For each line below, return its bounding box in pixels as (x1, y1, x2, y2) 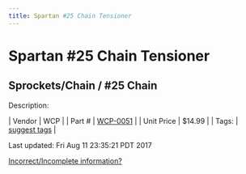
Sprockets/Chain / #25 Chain (8, 79, 158, 93)
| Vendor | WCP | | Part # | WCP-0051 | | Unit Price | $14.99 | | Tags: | (8, 116, 239, 125)
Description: (8, 100, 49, 110)
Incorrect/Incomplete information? (8, 155, 123, 166)
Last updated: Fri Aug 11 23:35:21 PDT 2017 (8, 140, 152, 150)
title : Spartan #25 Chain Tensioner (8, 11, 132, 20)
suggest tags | (8, 125, 57, 134)
